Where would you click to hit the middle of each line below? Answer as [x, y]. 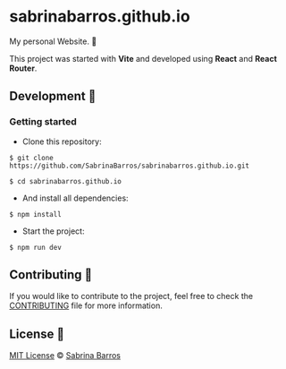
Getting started [43, 122]
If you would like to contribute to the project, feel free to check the [131, 296]
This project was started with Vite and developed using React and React [143, 58]
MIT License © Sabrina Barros [65, 356]
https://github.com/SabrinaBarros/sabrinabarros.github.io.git [130, 166]
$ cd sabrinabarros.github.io [66, 181]
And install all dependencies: [75, 198]
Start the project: [53, 231]
